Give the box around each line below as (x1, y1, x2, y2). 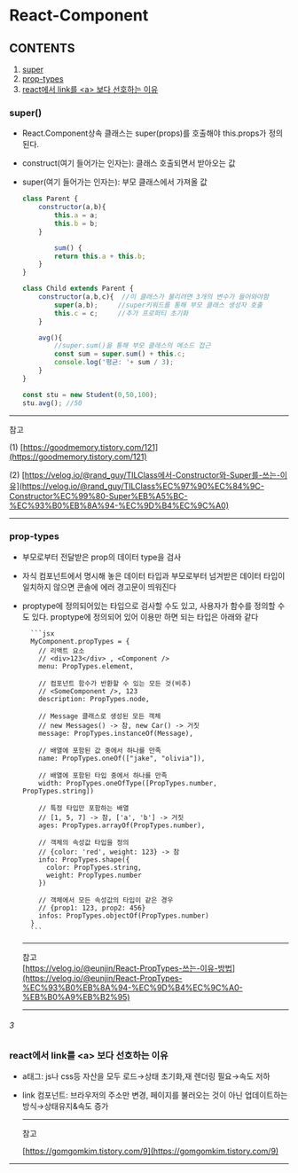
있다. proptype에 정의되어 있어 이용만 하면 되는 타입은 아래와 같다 (31, 611, 259, 622)
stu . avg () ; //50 (21, 398, 82, 408)
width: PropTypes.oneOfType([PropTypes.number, (38, 778, 217, 787)
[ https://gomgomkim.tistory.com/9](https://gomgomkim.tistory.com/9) (21, 1146, 279, 1157)
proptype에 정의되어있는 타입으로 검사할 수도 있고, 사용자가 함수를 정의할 (21, 600, 277, 611)
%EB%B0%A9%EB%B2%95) (21, 991, 130, 1002)
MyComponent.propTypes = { (30, 637, 130, 645)
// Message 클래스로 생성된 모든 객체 (38, 711, 161, 721)
